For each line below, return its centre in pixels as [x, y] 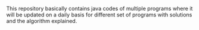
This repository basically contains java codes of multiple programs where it [99, 9]
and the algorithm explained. [42, 21]
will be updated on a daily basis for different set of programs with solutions [99, 15]
